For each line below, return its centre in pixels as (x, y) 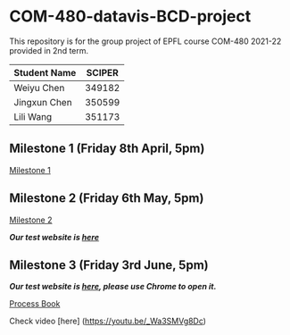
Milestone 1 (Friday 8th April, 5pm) (107, 149)
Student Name (45, 72)
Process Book (35, 304)
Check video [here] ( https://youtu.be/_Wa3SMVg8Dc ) (108, 321)
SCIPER (102, 72)
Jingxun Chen (43, 102)
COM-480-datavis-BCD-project (130, 17)
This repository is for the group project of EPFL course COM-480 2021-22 (145, 41)
